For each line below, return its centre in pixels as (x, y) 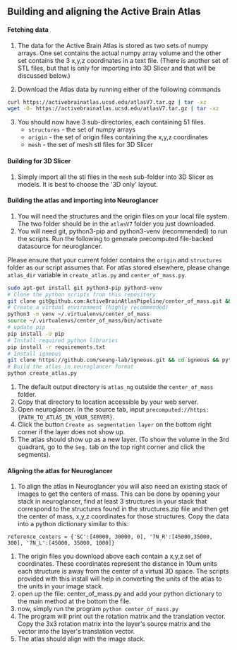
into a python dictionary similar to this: (73, 524)
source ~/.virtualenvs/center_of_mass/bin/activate (85, 321)
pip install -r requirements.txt (56, 347)
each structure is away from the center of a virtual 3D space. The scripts (123, 571)
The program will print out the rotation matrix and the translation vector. (121, 616)
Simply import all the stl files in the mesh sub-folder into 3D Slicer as (115, 177)
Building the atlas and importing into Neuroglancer (83, 200)
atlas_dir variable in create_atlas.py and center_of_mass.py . (97, 274)
